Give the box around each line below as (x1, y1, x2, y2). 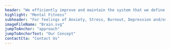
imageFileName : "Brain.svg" (5, 21, 65, 27)
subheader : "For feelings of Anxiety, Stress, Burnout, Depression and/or (5, 17, 167, 22)
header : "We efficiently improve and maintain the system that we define (5, 7, 165, 13)
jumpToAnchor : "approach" (5, 27, 60, 32)
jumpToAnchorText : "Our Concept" (5, 31, 76, 36)
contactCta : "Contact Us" (5, 36, 60, 41)
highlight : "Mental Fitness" (5, 12, 67, 17)
